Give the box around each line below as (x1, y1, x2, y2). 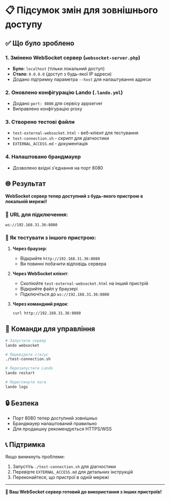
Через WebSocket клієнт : (12, 271, 69, 277)
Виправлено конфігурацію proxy (12, 106, 82, 112)
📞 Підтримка (5, 440, 46, 449)
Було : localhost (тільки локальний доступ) (12, 65, 105, 71)
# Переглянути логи (5, 380, 47, 385)
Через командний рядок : (12, 301, 69, 307)
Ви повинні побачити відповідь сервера (20, 261, 107, 267)
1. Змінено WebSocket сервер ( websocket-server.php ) (5, 54, 141, 61)
